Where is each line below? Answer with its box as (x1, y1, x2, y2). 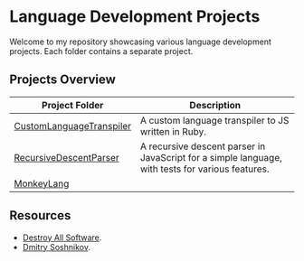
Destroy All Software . (22, 232, 102, 243)
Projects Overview (9, 72, 116, 88)
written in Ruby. (139, 125, 206, 137)
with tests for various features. (139, 163, 270, 175)
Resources (9, 208, 71, 223)
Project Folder (42, 98, 104, 111)
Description (189, 98, 242, 111)
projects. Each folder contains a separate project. (9, 45, 194, 56)
